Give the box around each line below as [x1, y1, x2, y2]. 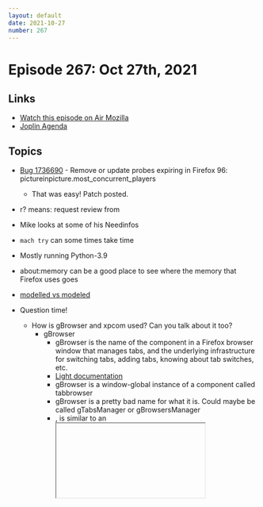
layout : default [8, 11, 62, 20]
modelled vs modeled [19, 290, 91, 300]
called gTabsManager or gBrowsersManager [55, 405, 200, 415]
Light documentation [55, 371, 123, 381]
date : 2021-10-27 [8, 19, 66, 27]
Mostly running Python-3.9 [19, 251, 109, 260]
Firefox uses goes [19, 275, 78, 284]
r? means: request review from [19, 205, 120, 214]
